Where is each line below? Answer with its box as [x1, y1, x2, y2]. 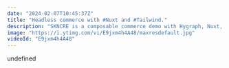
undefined [7, 54, 36, 63]
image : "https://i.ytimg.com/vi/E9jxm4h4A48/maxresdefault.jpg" [7, 29, 195, 36]
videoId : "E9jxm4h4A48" [7, 36, 76, 43]
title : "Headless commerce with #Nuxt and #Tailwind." [7, 16, 168, 23]
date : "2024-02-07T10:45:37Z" [7, 10, 94, 17]
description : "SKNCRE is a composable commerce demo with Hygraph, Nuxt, [7, 23, 223, 30]
